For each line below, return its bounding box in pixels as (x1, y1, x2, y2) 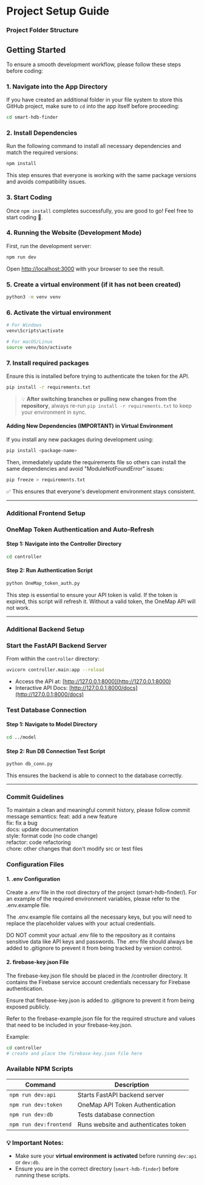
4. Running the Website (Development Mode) (6, 229, 142, 237)
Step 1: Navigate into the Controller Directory (6, 540, 122, 547)
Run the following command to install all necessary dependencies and (6, 143, 182, 150)
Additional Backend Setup (6, 625, 85, 633)
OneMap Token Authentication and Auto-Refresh (6, 525, 154, 533)
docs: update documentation (6, 826, 79, 833)
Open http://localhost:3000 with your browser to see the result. (6, 265, 165, 272)
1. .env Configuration (6, 875, 61, 882)
